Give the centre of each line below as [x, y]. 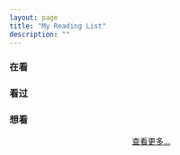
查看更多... [151, 141]
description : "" [40, 34]
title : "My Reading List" [58, 26]
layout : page [34, 17]
